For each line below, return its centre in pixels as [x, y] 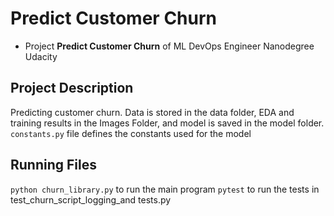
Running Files [53, 165]
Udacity [41, 56]
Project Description [72, 88]
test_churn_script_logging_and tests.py [91, 199]
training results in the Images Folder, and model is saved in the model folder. [167, 123]
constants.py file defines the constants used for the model [131, 133]
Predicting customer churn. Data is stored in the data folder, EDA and [152, 112]
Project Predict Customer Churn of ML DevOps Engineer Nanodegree [169, 46]
